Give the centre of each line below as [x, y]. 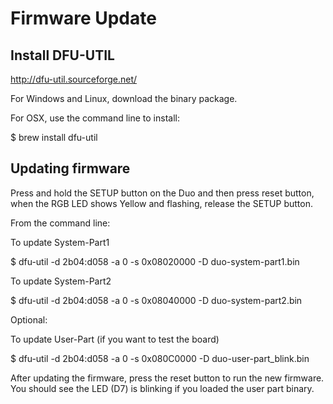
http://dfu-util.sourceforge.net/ [74, 79]
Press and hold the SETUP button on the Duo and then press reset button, [162, 193]
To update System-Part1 [60, 242]
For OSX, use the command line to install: [95, 118]
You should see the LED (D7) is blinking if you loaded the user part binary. [162, 388]
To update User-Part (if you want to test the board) [115, 339]
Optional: [29, 319]
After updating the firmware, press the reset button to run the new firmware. [167, 378]
